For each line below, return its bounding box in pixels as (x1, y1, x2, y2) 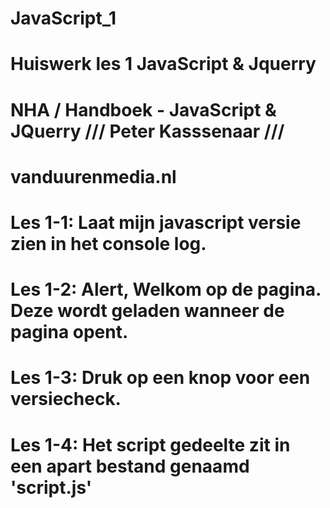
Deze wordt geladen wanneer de (10, 300, 285, 322)
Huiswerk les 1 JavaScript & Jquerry (10, 53, 317, 76)
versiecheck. (10, 388, 122, 411)
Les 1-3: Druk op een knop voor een (10, 367, 311, 389)
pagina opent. (10, 321, 129, 344)
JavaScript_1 (10, 7, 117, 30)
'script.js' (10, 476, 93, 499)
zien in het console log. (10, 232, 207, 255)
